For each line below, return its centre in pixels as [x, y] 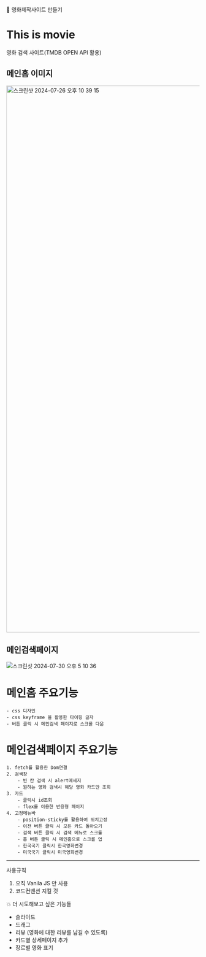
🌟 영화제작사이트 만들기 [34, 10]
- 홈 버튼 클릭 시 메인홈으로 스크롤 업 [60, 839]
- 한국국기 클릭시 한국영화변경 [50, 846]
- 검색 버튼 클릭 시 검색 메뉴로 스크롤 [60, 833]
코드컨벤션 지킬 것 [36, 891]
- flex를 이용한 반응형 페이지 [51, 807]
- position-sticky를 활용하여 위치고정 [63, 820]
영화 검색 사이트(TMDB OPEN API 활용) [54, 52]
